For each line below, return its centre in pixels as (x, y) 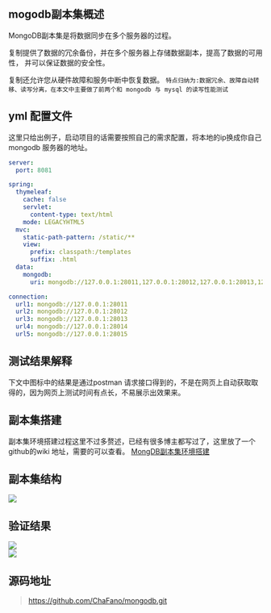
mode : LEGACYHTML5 (54, 222)
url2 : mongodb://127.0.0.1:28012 (72, 312)
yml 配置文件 (40, 117)
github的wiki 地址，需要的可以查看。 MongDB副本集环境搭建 (109, 451)
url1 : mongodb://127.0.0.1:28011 (72, 304)
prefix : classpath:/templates (80, 252)
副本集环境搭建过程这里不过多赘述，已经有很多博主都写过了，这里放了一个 (132, 441)
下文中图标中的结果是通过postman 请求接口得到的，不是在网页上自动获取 (130, 382)
